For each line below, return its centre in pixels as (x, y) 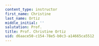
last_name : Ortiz (23, 18)
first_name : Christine (28, 14)
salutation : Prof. (24, 27)
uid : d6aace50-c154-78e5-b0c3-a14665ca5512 (50, 36)
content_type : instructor (31, 9)
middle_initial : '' (25, 23)
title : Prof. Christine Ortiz (36, 32)
